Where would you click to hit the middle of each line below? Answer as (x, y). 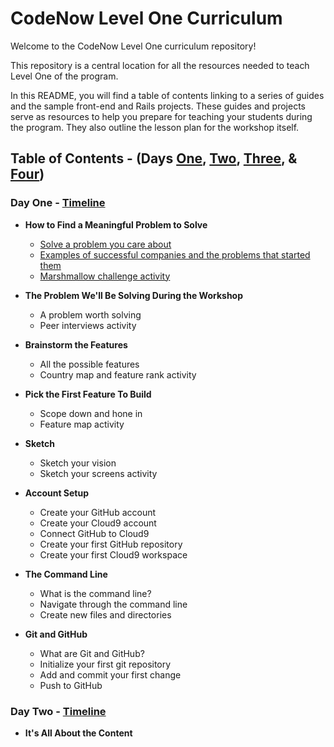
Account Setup (57, 493)
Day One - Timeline (58, 203)
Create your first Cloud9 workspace (113, 554)
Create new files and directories (105, 614)
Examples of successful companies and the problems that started (175, 254)
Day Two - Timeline (58, 711)
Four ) (27, 174)
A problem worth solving (90, 314)
